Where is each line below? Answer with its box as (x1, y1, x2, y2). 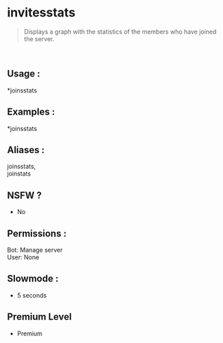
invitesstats (7, 5, 76, 21)
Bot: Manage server (7, 246, 63, 254)
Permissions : (7, 228, 67, 239)
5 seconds (16, 291, 47, 299)
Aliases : (7, 144, 45, 156)
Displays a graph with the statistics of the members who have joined (23, 27, 217, 36)
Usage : (7, 68, 41, 80)
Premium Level (7, 311, 72, 323)
